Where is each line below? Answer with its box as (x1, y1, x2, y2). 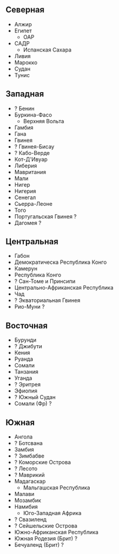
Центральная (5, 236, 59, 247)
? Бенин (14, 105, 35, 112)
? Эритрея (14, 381, 41, 388)
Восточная (5, 320, 48, 331)
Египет (14, 27, 32, 34)
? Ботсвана (14, 440, 43, 447)
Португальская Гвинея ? (14, 212, 77, 220)
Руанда (14, 355, 33, 363)
